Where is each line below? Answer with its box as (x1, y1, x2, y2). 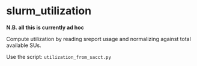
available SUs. (6, 42, 41, 49)
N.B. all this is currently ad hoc (6, 24, 84, 31)
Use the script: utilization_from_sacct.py (6, 53, 112, 60)
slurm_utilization (6, 4, 92, 18)
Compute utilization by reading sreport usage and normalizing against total (6, 35, 191, 42)
